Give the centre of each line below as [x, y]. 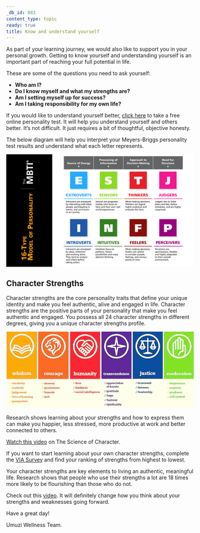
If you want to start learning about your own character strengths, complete [98, 454]
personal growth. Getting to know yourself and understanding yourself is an [99, 55]
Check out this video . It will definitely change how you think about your [93, 495]
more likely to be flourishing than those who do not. [69, 484]
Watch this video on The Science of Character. [63, 442]
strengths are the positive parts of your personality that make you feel [92, 311]
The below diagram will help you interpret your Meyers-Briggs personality [97, 140]
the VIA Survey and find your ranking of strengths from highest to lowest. [96, 460]
